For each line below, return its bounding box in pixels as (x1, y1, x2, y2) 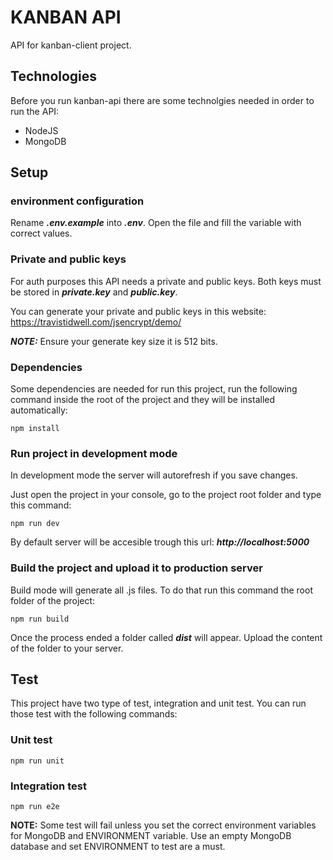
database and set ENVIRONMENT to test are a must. (10, 841, 226, 853)
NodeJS (24, 124, 59, 136)
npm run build (10, 614, 70, 624)
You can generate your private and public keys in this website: (10, 305, 267, 317)
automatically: (10, 404, 68, 416)
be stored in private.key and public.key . (10, 286, 178, 298)
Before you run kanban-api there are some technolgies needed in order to (10, 94, 315, 106)
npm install (10, 424, 60, 434)
